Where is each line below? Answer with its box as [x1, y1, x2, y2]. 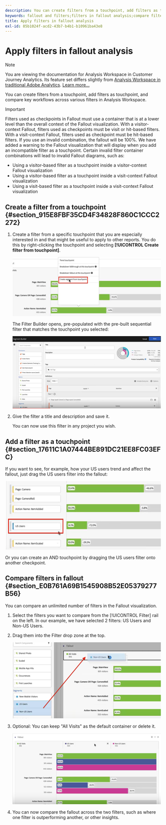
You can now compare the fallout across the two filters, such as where [12, 809, 156, 815]
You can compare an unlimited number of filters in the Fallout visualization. [5, 603, 157, 608]
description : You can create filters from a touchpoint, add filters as [5, 8, 158, 13]
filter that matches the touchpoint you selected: [12, 326, 109, 332]
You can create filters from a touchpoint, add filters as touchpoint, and [5, 91, 148, 97]
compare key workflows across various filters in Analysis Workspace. [5, 97, 147, 103]
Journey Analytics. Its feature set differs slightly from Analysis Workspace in [5, 77, 161, 83]
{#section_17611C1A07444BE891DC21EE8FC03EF [5, 445, 161, 453]
